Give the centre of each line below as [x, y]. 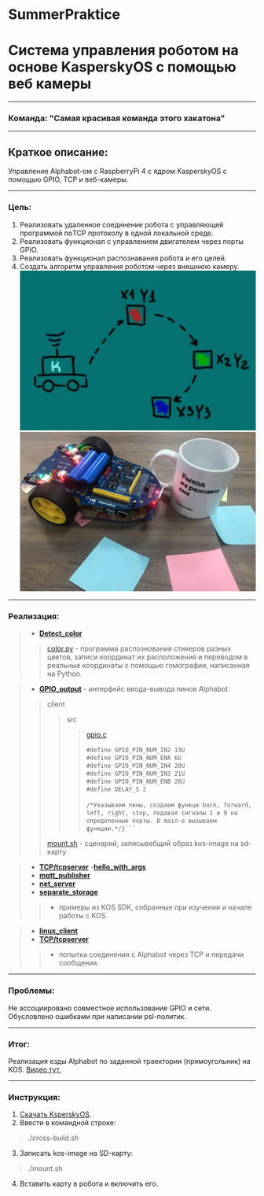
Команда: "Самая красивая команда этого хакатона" [117, 118]
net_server [57, 884]
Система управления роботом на [123, 51]
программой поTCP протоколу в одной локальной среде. [116, 233]
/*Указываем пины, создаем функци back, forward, [169, 805]
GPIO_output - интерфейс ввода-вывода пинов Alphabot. [134, 689]
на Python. [64, 674]
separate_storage [68, 892]
